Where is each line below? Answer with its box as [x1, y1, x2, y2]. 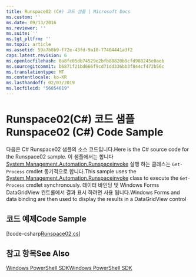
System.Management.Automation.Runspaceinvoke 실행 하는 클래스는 [6, 160, 171, 167]
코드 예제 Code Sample [6, 214, 87, 224]
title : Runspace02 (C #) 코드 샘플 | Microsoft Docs [6, 8, 131, 15]
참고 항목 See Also [6, 249, 70, 259]
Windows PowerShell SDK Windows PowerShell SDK [6, 265, 132, 272]
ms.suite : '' [6, 31, 38, 37]
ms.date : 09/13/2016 [6, 19, 57, 25]
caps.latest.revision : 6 [6, 52, 67, 58]
